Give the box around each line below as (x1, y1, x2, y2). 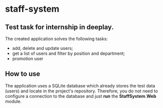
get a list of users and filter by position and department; (12, 50, 125, 56)
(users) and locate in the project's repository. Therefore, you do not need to (5, 88, 158, 94)
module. (5, 98, 22, 104)
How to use (5, 70, 40, 78)
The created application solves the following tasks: (5, 36, 108, 42)
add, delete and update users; (12, 45, 73, 51)
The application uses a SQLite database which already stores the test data (5, 83, 156, 88)
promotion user (12, 56, 44, 62)
